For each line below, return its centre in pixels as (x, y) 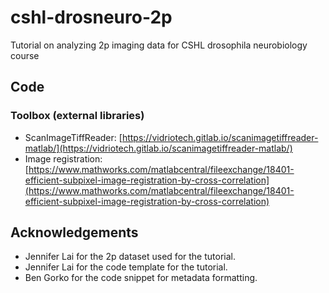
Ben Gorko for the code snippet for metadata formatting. (141, 278)
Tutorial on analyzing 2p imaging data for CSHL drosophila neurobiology (159, 45)
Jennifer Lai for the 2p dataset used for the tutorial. (130, 257)
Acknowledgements (74, 232)
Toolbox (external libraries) (77, 116)
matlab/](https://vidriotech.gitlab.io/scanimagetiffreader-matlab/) (158, 148)
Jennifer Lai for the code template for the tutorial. (126, 267)
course (25, 55)
